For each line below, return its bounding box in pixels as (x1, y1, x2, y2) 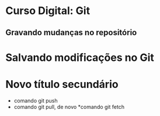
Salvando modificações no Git (5, 51, 154, 64)
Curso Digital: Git (5, 4, 91, 18)
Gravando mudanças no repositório (5, 28, 137, 37)
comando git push (13, 97, 58, 104)
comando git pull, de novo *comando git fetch (13, 103, 125, 110)
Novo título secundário (5, 77, 119, 91)
